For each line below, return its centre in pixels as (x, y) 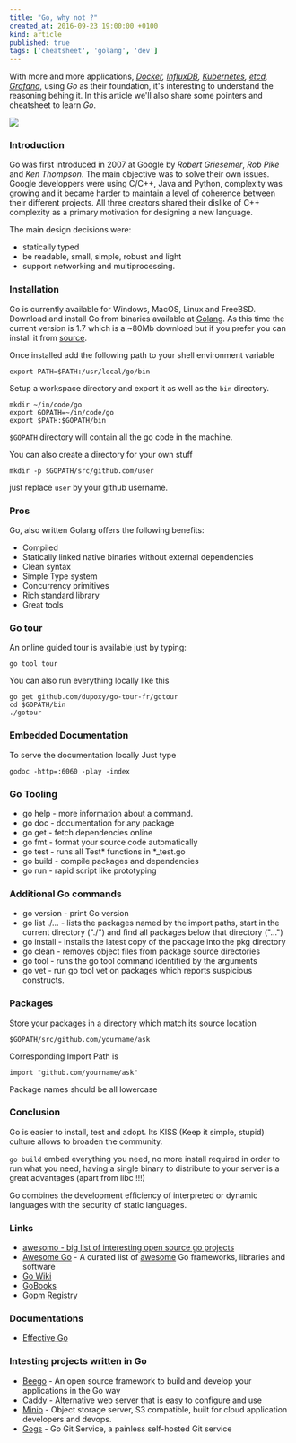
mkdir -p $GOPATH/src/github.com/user (82, 471)
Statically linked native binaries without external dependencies (138, 557)
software (39, 1267)
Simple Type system (60, 576)
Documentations (46, 1318)
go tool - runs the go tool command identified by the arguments (139, 961)
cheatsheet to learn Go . (53, 105)
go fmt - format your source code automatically (110, 842)
